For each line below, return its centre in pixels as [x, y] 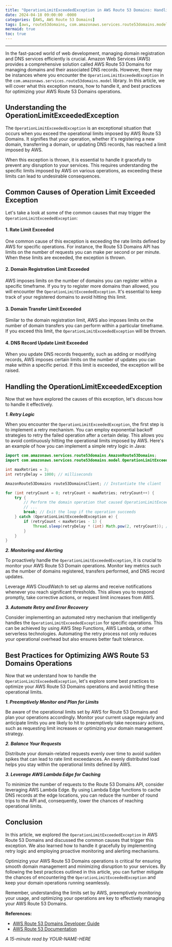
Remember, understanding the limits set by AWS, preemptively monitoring [83, 893]
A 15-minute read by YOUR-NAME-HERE [48, 939]
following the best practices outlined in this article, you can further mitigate [84, 872]
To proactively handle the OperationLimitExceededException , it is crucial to [84, 560]
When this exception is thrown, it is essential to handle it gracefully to [79, 160]
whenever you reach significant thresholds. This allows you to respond [80, 592]
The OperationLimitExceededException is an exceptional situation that [78, 128]
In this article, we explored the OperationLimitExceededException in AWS [81, 835]
